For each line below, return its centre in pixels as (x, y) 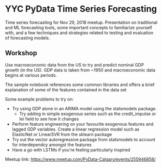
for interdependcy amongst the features (52, 145)
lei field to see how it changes (49, 119)
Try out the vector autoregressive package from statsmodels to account (84, 139)
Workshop (21, 53)
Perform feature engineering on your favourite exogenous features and (83, 124)
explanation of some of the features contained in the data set (66, 90)
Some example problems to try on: (39, 99)
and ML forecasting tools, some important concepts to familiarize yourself (79, 27)
